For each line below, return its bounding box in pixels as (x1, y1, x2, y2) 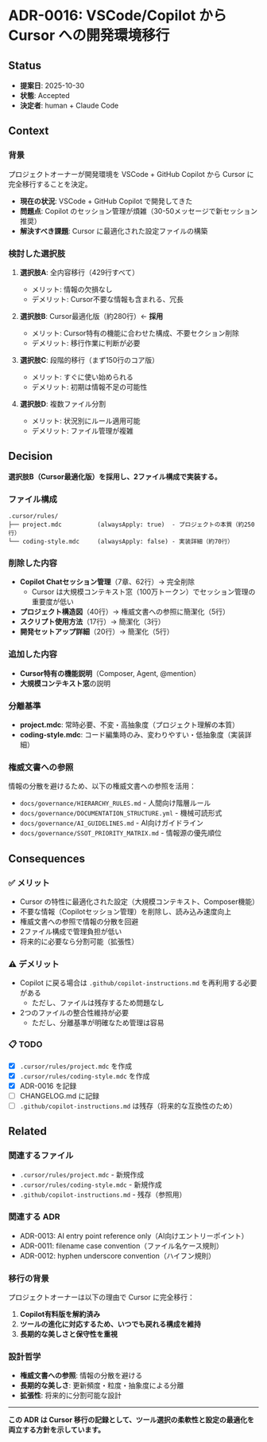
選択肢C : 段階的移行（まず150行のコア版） (19, 355, 159, 364)
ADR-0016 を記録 (19, 1081, 77, 1090)
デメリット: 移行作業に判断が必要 (31, 338, 141, 348)
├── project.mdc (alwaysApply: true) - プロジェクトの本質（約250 (8, 521, 255, 529)
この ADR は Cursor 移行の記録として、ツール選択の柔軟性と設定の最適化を (8, 1415, 254, 1424)
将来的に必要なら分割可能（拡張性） (19, 937, 139, 946)
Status (8, 58, 42, 72)
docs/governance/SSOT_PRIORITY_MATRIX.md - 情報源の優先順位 (19, 828, 222, 838)
